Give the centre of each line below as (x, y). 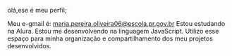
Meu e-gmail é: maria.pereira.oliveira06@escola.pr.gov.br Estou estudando (116, 23)
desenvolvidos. (29, 46)
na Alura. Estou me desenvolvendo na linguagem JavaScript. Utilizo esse (113, 31)
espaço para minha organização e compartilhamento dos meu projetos (110, 38)
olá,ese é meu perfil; (37, 10)
